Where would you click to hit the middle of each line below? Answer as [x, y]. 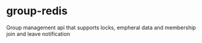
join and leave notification [38, 33]
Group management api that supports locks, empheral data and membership [101, 27]
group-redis [37, 11]
